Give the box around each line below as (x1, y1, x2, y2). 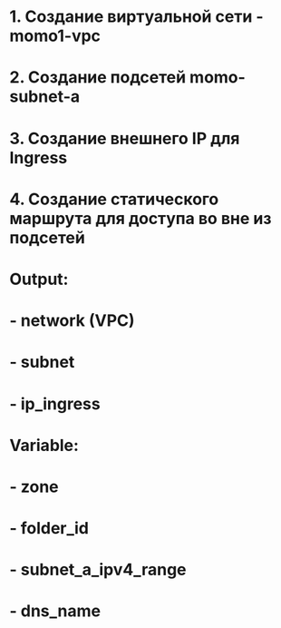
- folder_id (9, 518, 89, 539)
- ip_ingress (9, 393, 102, 414)
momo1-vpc (9, 25, 102, 46)
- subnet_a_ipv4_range (9, 560, 188, 580)
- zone (9, 476, 59, 496)
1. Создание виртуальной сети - (9, 6, 265, 27)
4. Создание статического (9, 189, 219, 210)
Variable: (9, 435, 80, 456)
